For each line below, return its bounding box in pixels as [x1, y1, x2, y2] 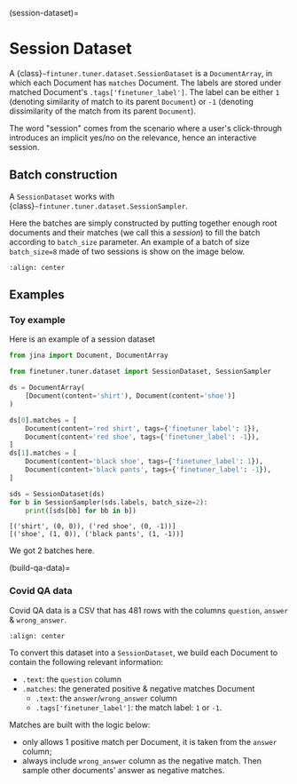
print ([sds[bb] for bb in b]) [25, 506, 137, 515]
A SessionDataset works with [9, 191, 115, 202]
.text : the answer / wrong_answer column [35, 693, 177, 703]
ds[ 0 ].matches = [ [9, 416, 77, 424]
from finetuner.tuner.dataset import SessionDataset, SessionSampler [9, 368, 272, 376]
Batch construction [9, 168, 118, 183]
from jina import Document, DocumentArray [9, 351, 168, 360]
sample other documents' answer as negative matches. [21, 764, 225, 775]
